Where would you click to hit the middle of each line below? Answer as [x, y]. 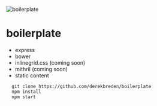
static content [32, 75]
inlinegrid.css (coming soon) [50, 62]
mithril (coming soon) [41, 69]
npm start [24, 97]
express [25, 50]
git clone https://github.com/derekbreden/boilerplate [81, 86]
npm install [27, 92]
